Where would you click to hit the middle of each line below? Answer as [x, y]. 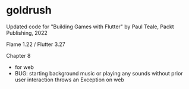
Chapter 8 [18, 55]
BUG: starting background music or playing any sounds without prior [99, 73]
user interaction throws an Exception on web [70, 80]
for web [24, 67]
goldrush [29, 10]
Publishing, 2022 [27, 32]
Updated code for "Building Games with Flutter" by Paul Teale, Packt [90, 27]
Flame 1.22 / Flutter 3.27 [36, 44]
